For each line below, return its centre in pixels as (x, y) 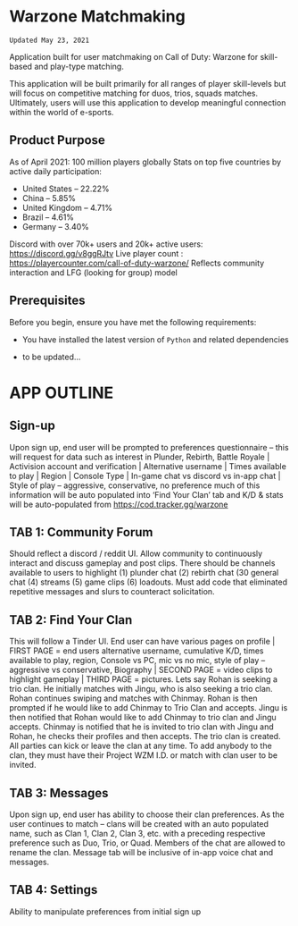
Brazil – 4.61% (48, 217)
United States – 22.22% (66, 189)
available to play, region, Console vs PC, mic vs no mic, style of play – (137, 661)
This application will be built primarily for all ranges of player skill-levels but (148, 83)
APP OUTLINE (62, 393)
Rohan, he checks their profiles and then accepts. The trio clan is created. (145, 737)
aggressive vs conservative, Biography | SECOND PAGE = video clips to (141, 670)
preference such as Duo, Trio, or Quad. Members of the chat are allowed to (147, 843)
